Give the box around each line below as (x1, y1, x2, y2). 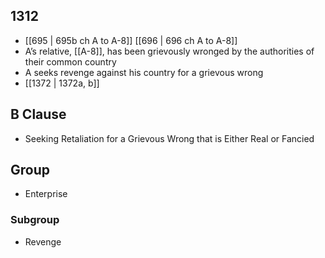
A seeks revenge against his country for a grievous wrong (24, 66, 264, 78)
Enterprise (24, 188, 68, 200)
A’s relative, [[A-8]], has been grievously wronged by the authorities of (24, 45, 315, 57)
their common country (24, 55, 117, 68)
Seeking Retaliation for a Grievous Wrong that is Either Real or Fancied (24, 132, 315, 144)
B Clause (10, 106, 67, 123)
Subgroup (10, 213, 60, 227)
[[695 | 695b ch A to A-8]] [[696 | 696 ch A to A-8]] (24, 34, 238, 46)
